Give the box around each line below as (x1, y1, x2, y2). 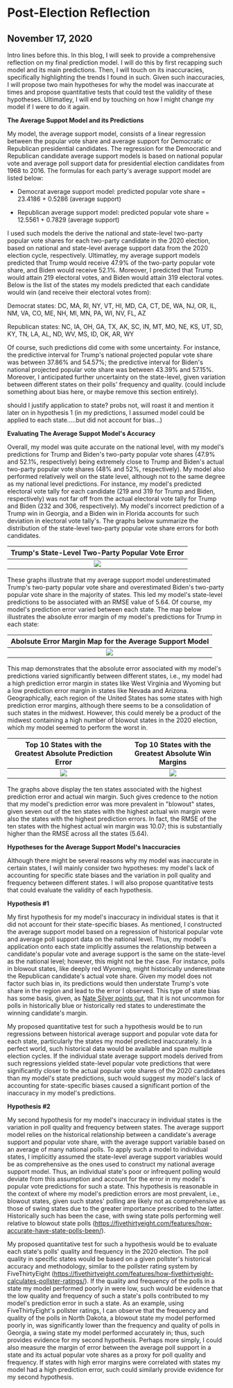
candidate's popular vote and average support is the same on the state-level (7, 950, 225, 958)
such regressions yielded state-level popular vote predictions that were (7, 1059, 211, 1068)
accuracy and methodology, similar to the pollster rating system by (7, 1262, 198, 1270)
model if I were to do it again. (7, 103, 91, 111)
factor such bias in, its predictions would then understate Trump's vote (7, 979, 209, 988)
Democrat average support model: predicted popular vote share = (17, 188, 206, 195)
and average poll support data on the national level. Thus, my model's (7, 935, 207, 943)
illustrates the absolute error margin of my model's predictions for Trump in (7, 613, 222, 621)
